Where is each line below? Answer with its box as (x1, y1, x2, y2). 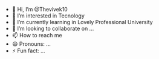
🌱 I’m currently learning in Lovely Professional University (11, 19, 153, 25)
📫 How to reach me (11, 32, 62, 39)
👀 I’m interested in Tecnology (11, 12, 85, 19)
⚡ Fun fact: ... (11, 47, 45, 54)
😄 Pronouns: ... (11, 40, 51, 48)
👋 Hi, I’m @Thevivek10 (11, 6, 68, 13)
